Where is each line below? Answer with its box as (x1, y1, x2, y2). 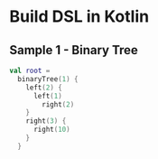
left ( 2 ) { (25, 83, 63, 92)
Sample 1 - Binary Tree (9, 42, 138, 58)
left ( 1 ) (33, 91, 63, 100)
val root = (9, 66, 51, 75)
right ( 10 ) (33, 125, 70, 135)
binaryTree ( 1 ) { (17, 74, 79, 83)
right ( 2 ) (42, 99, 75, 109)
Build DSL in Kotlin (9, 6, 150, 27)
